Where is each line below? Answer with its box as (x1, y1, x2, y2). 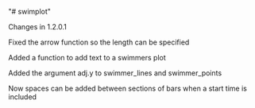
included (8, 92, 37, 102)
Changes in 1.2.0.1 (8, 22, 68, 31)
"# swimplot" (8, 7, 52, 16)
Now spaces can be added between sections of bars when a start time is (8, 83, 248, 93)
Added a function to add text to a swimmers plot (8, 53, 167, 62)
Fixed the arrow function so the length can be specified (8, 37, 190, 47)
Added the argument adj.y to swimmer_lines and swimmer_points (8, 68, 222, 78)
